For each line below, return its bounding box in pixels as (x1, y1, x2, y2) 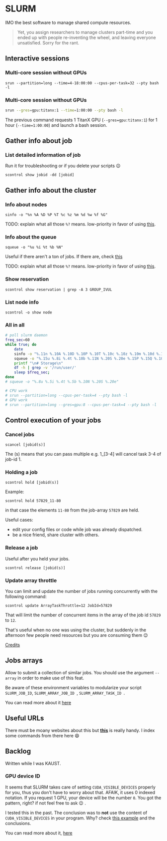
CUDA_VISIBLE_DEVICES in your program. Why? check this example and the (5, 815, 155, 821)
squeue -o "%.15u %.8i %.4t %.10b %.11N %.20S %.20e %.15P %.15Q (14, 356, 153, 361)
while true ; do (5, 342, 37, 347)
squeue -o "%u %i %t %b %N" (5, 245, 64, 250)
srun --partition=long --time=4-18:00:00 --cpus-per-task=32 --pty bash (5, 80, 159, 85)
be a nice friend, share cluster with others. (12, 532, 99, 538)
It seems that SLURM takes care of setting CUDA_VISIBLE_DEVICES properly (5, 784, 156, 790)
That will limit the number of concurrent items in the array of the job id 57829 (5, 612, 161, 618)
